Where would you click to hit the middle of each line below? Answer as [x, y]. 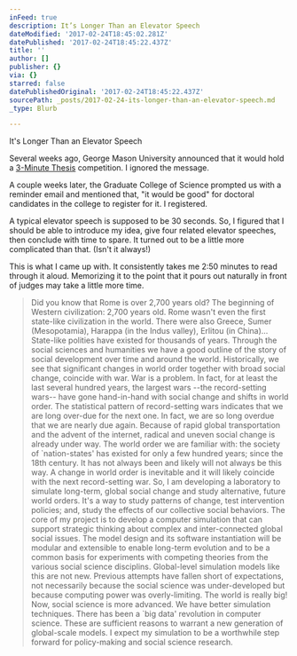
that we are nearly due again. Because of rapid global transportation [156, 425]
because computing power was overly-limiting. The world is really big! [159, 595]
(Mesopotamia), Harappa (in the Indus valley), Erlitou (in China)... [149, 331]
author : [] [29, 59]
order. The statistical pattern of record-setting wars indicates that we [157, 407]
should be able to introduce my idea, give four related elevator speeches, [143, 231]
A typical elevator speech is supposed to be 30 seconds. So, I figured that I [147, 221]
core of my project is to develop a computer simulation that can [147, 519]
